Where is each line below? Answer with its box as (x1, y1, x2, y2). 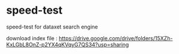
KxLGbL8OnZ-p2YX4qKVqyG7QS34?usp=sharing (6, 41, 129, 48)
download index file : (6, 34, 58, 42)
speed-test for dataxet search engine (6, 23, 98, 30)
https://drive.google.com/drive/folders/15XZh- (59, 34, 173, 42)
